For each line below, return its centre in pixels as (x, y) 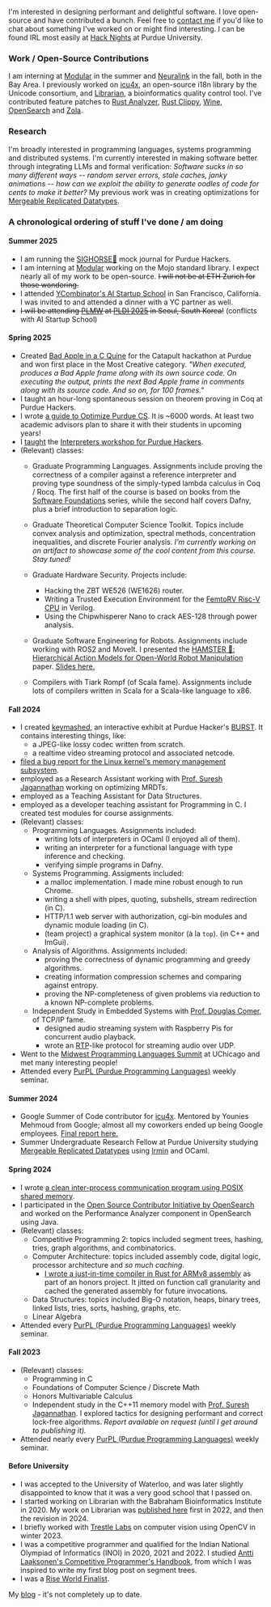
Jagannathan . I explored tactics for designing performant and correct (148, 1413)
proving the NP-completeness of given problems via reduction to (152, 994)
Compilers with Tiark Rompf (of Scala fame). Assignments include (142, 682)
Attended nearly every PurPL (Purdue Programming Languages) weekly (140, 1439)
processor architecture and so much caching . (108, 1265)
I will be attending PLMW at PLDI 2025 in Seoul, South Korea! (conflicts (138, 310)
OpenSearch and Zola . (46, 111)
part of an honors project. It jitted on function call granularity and (152, 1282)
